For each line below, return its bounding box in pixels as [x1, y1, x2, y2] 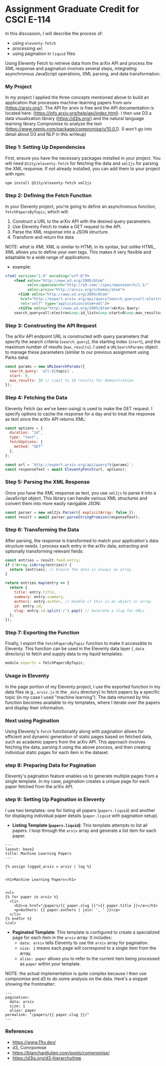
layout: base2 [5, 847, 35, 852]
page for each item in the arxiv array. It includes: [12, 934, 112, 941]
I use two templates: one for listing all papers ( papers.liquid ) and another [5, 807, 156, 813]
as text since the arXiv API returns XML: [5, 416, 86, 422]
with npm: [5, 171, 26, 177]
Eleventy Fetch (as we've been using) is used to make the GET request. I [5, 405, 153, 411]
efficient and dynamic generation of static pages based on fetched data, [5, 733, 152, 740]
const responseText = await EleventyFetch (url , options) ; [5, 467, 127, 472]
